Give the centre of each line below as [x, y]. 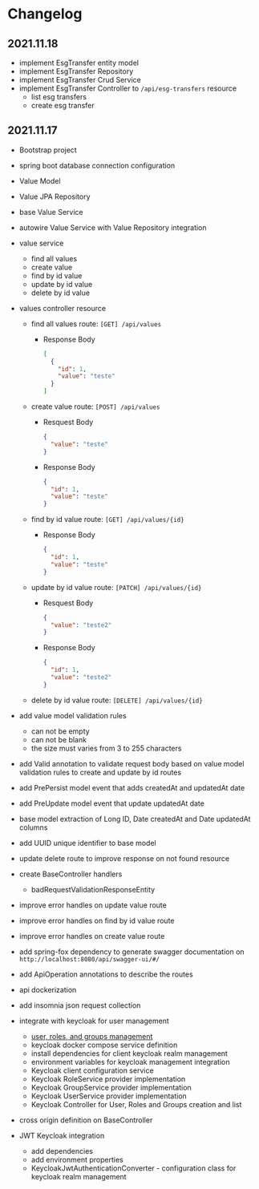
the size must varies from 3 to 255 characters [106, 748]
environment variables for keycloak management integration [130, 1062]
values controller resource [62, 308]
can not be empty [60, 731]
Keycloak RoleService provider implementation [108, 1078]
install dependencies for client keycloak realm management [129, 1053]
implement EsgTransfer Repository [76, 71]
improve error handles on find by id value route [97, 920]
